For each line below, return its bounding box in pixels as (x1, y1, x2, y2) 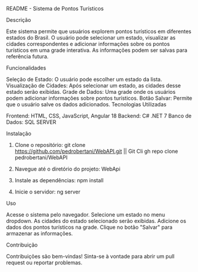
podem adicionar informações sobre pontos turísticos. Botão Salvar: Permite (6, 94, 193, 101)
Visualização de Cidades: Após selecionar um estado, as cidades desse (6, 82, 181, 89)
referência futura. (6, 53, 49, 60)
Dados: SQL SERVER (6, 119, 57, 126)
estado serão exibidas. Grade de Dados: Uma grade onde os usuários (6, 89, 176, 95)
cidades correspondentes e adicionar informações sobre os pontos (6, 41, 170, 47)
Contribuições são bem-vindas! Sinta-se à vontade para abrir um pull (6, 253, 175, 260)
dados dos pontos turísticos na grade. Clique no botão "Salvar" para (6, 224, 173, 231)
